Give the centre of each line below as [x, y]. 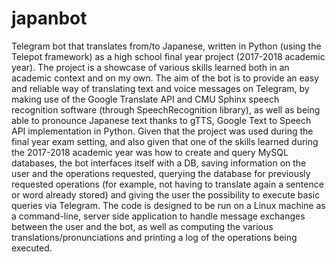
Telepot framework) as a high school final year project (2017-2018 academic [168, 56]
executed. [32, 248]
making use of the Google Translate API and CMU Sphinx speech [145, 99]
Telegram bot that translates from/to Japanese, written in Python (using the [166, 46]
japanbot [49, 18]
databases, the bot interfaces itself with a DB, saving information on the [159, 163]
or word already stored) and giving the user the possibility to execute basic [166, 194]
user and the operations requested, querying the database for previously [161, 173]
